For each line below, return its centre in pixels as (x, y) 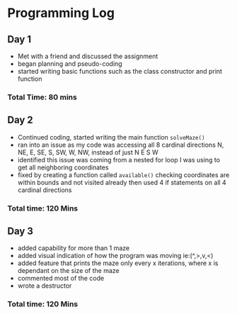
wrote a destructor (45, 286)
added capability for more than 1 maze (73, 248)
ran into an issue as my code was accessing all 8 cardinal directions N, (121, 145)
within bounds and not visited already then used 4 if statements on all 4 (122, 182)
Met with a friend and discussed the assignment (88, 56)
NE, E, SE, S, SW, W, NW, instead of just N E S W (88, 152)
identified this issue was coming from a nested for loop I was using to (119, 159)
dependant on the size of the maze (69, 271)
